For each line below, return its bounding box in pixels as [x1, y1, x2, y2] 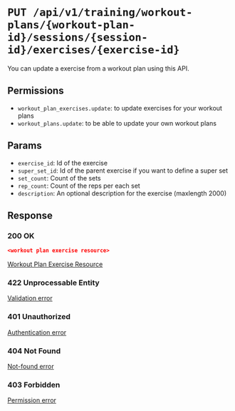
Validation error [7, 294, 53, 303]
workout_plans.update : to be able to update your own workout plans [17, 118, 217, 127]
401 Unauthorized [7, 312, 71, 322]
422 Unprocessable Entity [7, 278, 100, 288]
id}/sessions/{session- [7, 31, 148, 44]
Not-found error [7, 362, 55, 371]
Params [7, 140, 42, 152]
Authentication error [7, 328, 67, 337]
